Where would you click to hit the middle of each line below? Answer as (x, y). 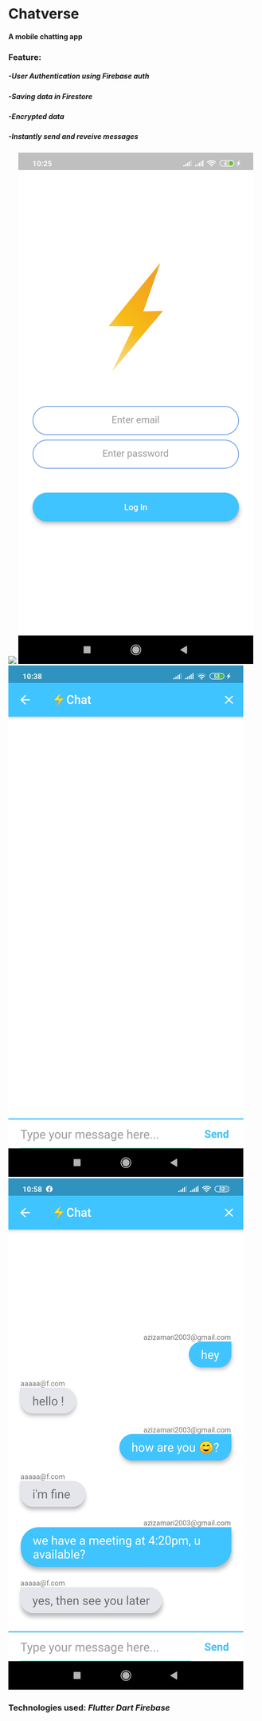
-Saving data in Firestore (51, 96)
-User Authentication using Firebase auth (79, 76)
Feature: (25, 57)
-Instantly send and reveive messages (73, 137)
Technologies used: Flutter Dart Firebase (89, 1707)
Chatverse (44, 14)
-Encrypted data (37, 117)
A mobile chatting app (45, 36)
